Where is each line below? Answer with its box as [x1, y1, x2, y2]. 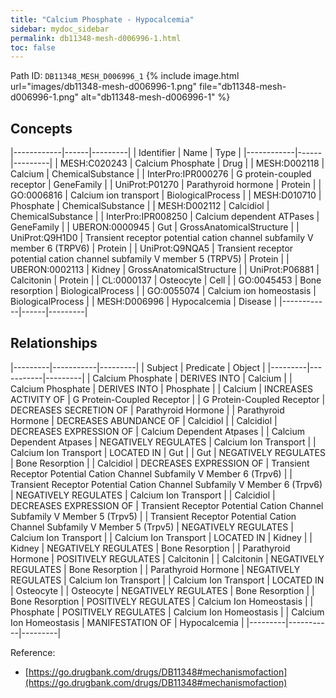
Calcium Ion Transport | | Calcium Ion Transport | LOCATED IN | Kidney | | [10, 531, 313, 543]
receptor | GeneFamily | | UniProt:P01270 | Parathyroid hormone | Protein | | [10, 179, 322, 191]
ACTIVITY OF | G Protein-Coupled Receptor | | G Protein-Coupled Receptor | [10, 393, 326, 405]
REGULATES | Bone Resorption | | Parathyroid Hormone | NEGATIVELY [10, 563, 301, 575]
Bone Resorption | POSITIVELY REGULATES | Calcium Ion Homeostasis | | [10, 595, 314, 607]
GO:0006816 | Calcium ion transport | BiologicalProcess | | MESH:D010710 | [10, 189, 322, 201]
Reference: [10, 646, 56, 658]
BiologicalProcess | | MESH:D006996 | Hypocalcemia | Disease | [10, 296, 278, 308]
